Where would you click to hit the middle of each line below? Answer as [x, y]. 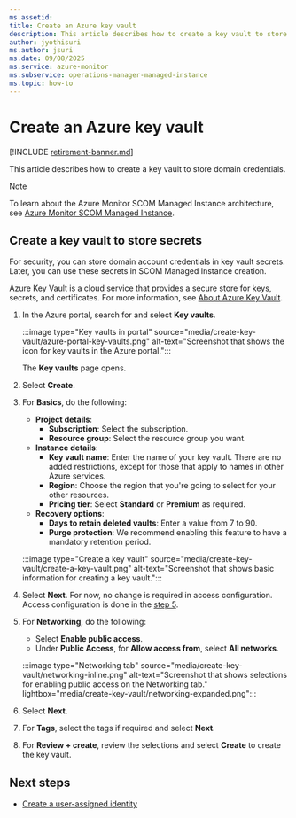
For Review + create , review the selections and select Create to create [152, 745]
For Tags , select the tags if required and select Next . [118, 728]
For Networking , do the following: [84, 622]
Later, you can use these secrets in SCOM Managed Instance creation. [138, 271]
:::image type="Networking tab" [80, 666]
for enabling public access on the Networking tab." [115, 684]
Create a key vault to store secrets [105, 240]
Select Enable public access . [89, 639]
